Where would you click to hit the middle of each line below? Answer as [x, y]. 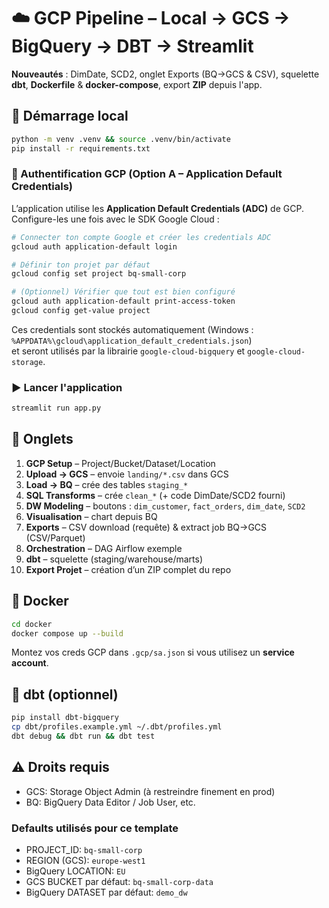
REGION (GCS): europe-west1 [85, 861]
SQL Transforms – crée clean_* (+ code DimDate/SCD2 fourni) [155, 495]
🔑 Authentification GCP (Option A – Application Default [147, 174]
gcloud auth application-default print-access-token [123, 301]
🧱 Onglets [42, 439]
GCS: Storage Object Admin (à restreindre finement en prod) [150, 791]
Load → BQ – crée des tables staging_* [107, 484]
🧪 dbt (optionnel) [65, 694]
